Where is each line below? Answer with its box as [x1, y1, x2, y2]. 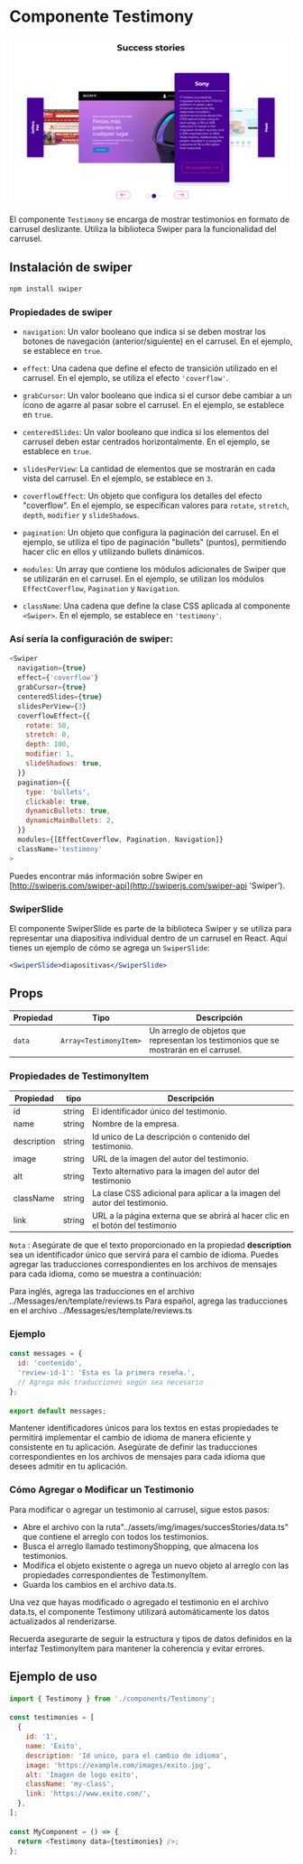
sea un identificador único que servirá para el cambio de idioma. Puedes [9, 1249, 280, 1260]
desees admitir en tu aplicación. [9, 1461, 128, 1472]
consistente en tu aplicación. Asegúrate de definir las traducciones [9, 1442, 259, 1452]
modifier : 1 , [25, 749, 75, 759]
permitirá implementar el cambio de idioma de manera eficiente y [9, 1433, 252, 1443]
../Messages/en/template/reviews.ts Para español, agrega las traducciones [9, 1295, 289, 1306]
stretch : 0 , [25, 730, 70, 739]
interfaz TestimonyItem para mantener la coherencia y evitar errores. [9, 1643, 265, 1654]
